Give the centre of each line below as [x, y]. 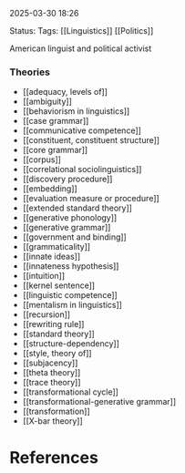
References [54, 458]
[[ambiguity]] [47, 102]
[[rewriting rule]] [53, 324]
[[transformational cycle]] [70, 392]
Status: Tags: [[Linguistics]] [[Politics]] [82, 31]
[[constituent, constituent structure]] [91, 140]
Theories [30, 72]
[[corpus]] [42, 159]
